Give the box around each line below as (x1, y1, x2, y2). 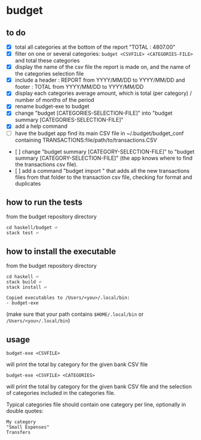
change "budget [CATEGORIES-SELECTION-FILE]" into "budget (14, 109, 173, 117)
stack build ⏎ (6, 279, 42, 285)
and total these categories (14, 57, 80, 64)
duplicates (14, 179, 41, 187)
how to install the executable (6, 246, 116, 256)
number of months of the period (14, 97, 95, 104)
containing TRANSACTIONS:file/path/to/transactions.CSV (14, 136, 157, 143)
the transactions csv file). (14, 160, 78, 168)
